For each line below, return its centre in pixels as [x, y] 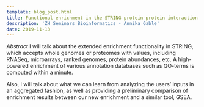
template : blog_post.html [39, 12]
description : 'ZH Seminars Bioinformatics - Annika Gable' [83, 23]
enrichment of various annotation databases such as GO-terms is [112, 66]
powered [17, 66]
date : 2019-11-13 [28, 29]
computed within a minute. [40, 72]
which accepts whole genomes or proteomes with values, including [91, 53]
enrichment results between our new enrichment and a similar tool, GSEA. [99, 97]
